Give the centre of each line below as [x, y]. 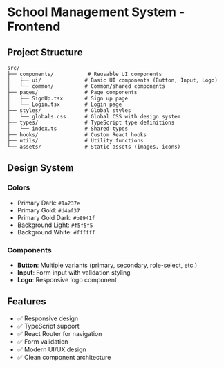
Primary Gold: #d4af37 [48, 210]
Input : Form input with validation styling [74, 272]
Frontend [34, 27]
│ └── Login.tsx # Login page [65, 104]
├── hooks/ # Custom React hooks [77, 135]
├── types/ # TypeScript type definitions [91, 122]
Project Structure [45, 52]
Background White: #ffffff [56, 232]
